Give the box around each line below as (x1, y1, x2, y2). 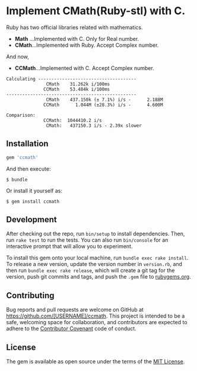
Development (6, 215, 58, 225)
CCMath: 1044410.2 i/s (43, 117, 102, 123)
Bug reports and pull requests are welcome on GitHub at (6, 306, 144, 314)
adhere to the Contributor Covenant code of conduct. (6, 325, 136, 332)
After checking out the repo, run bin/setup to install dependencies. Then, (6, 230, 185, 238)
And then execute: (6, 165, 51, 172)
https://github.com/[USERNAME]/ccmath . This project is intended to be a (6, 312, 185, 319)
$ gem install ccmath (6, 199, 60, 204)
